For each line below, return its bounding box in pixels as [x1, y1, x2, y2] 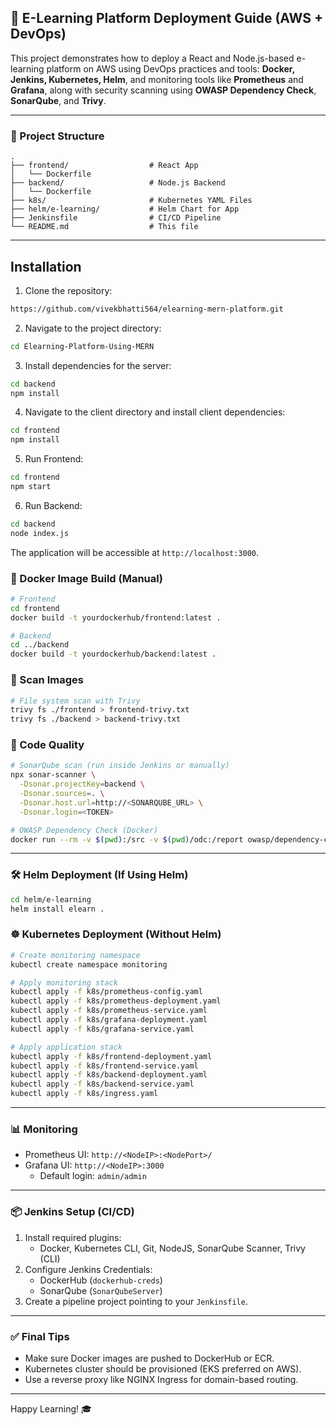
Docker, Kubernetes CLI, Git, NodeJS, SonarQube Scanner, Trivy [39, 1242, 306, 1254]
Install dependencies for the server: [24, 359, 172, 371]
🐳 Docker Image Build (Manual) [10, 571, 163, 585]
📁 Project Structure [10, 129, 105, 143]
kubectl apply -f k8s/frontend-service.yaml [10, 1061, 199, 1071]
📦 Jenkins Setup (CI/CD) [10, 1205, 135, 1219]
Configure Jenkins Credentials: [24, 1263, 153, 1275]
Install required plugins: [24, 1231, 122, 1243]
